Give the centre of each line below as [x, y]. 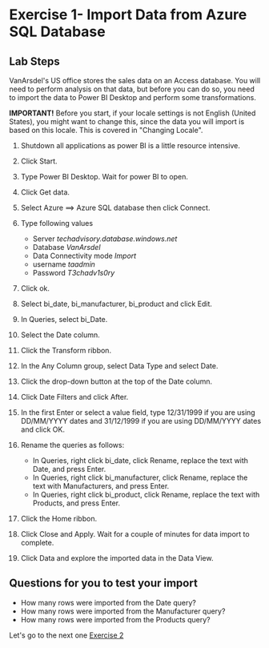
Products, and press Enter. [76, 503]
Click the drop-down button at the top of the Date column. [116, 381]
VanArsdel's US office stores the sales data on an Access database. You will [135, 80]
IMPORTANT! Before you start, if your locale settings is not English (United [132, 113]
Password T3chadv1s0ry [74, 273]
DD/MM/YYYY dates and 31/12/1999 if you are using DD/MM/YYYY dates [141, 421]
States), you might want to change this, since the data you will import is [127, 121]
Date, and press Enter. [69, 469]
